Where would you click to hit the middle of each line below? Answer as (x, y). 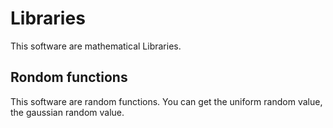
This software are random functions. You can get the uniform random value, (166, 101)
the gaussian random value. (67, 112)
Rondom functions (69, 77)
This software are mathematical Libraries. (96, 46)
